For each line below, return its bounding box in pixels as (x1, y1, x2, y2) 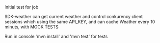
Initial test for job (4, 4, 39, 10)
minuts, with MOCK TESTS (4, 24, 58, 30)
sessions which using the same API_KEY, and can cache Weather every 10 (4, 19, 155, 24)
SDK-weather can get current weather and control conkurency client (4, 14, 143, 19)
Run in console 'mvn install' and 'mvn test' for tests (4, 34, 108, 39)
